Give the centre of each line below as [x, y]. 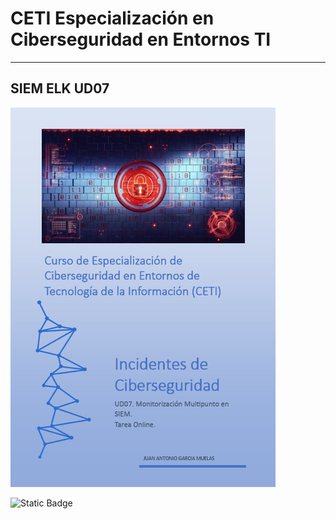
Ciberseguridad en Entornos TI [141, 39]
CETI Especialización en [112, 18]
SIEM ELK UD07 [60, 88]
